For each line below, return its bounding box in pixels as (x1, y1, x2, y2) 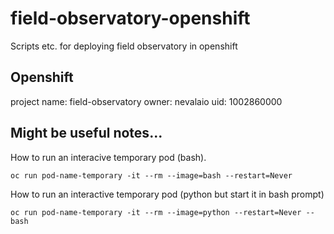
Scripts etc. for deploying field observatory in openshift (10, 40, 238, 52)
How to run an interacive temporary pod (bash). (10, 151, 207, 163)
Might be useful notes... (10, 125, 163, 142)
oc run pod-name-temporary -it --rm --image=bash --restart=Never (10, 170, 293, 181)
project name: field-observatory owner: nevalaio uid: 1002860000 (10, 95, 283, 107)
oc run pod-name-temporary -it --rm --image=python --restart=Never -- (10, 207, 315, 217)
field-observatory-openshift (10, 7, 251, 30)
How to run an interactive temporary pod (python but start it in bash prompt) (10, 188, 325, 200)
